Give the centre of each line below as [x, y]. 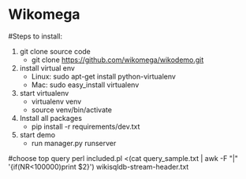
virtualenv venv [56, 101]
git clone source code [55, 51]
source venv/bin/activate [72, 110]
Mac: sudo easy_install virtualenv [85, 85]
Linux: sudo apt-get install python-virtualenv [103, 76]
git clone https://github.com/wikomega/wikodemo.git [117, 60]
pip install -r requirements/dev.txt [86, 126]
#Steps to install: [35, 36]
